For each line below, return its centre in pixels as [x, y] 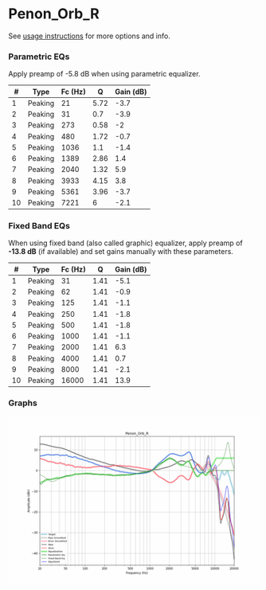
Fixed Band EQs [39, 225]
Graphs [23, 403]
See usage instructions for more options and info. [90, 36]
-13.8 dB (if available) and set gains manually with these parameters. [121, 252]
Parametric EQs [39, 57]
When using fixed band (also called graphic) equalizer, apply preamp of [125, 243]
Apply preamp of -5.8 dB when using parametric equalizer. [104, 74]
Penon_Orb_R [54, 14]
